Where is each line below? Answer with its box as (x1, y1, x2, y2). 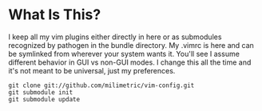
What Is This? (8, 6, 101, 24)
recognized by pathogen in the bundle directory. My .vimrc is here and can (8, 40, 254, 50)
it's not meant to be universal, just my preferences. (8, 65, 176, 75)
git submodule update (8, 95, 81, 103)
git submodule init (8, 88, 73, 97)
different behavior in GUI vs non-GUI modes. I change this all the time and (8, 57, 252, 67)
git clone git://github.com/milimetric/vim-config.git (8, 81, 195, 89)
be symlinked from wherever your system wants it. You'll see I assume (8, 49, 240, 58)
